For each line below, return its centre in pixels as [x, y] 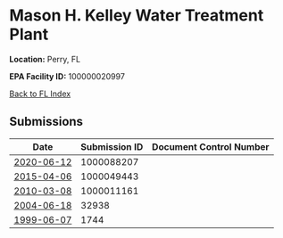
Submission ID [112, 146]
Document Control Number [210, 146]
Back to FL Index [40, 94]
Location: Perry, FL [45, 59]
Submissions [46, 122]
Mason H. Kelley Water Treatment [137, 16]
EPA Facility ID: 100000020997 [67, 76]
